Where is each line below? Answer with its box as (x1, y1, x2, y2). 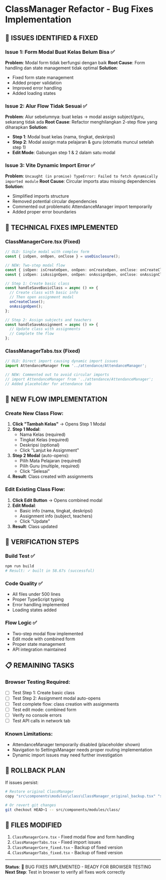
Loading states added (12, 607, 57, 613)
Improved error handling (12, 85, 62, 91)
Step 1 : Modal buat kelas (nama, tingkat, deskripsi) (12, 134, 115, 140)
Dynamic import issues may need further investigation (12, 752, 123, 758)
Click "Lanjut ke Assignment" (19, 447, 79, 453)
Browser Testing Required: (5, 678, 71, 685)
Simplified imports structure (12, 193, 69, 199)
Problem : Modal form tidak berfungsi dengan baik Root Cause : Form (5, 59, 145, 65)
